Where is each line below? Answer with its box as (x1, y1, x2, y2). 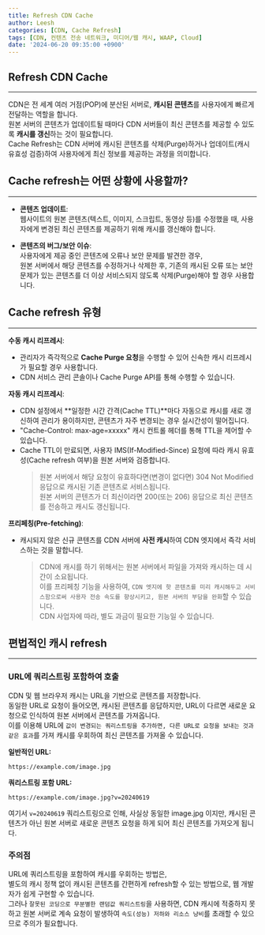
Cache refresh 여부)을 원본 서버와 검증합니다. (28, 455, 170, 465)
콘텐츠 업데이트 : (19, 204, 69, 213)
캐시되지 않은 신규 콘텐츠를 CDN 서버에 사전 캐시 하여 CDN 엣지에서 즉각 (19, 535, 242, 545)
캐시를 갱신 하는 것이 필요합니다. (16, 129, 114, 138)
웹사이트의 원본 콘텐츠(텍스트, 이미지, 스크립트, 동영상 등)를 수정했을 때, (19, 214, 240, 224)
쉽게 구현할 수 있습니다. (22, 888, 95, 898)
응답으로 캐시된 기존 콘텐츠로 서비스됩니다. (39, 481, 171, 491)
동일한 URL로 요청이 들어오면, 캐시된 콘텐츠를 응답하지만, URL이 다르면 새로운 (8, 700, 248, 710)
